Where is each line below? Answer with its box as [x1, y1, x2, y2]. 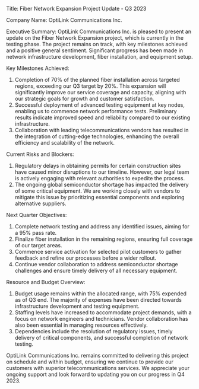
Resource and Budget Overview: [6, 279, 86, 285]
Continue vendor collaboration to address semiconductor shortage [14, 261, 178, 267]
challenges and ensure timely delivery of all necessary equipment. [14, 267, 178, 274]
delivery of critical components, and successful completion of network [14, 334, 188, 341]
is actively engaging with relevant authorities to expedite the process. [14, 175, 185, 181]
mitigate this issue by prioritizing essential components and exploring [14, 194, 185, 200]
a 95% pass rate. [14, 229, 57, 236]
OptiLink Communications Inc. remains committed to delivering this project [6, 352, 189, 359]
